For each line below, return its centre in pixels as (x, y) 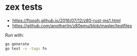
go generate (17, 44)
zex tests (24, 7)
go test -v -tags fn (26, 48)
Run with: (15, 35)
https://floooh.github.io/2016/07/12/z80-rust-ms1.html (66, 20)
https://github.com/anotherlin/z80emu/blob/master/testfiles (72, 25)
